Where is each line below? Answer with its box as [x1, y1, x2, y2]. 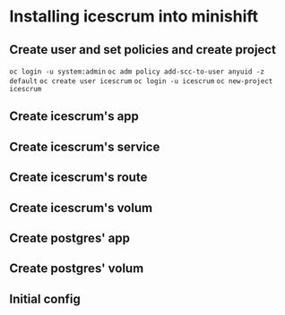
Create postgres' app [9, 230, 130, 245]
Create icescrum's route [9, 170, 148, 185]
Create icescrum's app [9, 109, 139, 124]
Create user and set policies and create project [9, 42, 276, 57]
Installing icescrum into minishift [9, 6, 259, 27]
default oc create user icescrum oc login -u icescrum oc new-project [9, 77, 273, 86]
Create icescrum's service [9, 139, 160, 154]
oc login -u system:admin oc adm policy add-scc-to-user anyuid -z [9, 67, 264, 76]
